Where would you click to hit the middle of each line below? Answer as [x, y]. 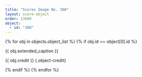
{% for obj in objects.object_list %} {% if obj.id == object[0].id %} [71, 41]
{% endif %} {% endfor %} [32, 70]
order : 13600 [18, 19]
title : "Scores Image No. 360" [37, 10]
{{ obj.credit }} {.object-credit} [35, 60]
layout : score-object [27, 14]
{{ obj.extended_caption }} [32, 51]
